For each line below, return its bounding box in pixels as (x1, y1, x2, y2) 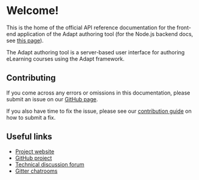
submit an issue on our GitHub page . (6, 95, 99, 103)
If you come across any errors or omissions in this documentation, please (6, 89, 190, 96)
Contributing (6, 73, 56, 83)
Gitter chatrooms (15, 167, 58, 175)
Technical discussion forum (15, 160, 85, 168)
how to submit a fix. (6, 113, 56, 121)
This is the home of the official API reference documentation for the (6, 24, 175, 31)
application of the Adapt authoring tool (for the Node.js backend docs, (17, 30, 194, 37)
